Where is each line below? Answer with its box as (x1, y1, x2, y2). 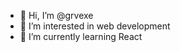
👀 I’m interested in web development (19, 20, 171, 32)
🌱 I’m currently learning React (19, 31, 143, 42)
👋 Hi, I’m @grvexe (19, 10, 94, 21)
